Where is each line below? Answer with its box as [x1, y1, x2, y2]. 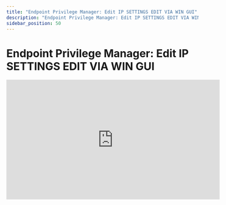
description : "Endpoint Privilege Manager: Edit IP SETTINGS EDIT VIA [6, 15, 189, 21]
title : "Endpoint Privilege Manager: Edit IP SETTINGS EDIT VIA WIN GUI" [6, 9, 198, 15]
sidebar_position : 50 [6, 20, 62, 26]
